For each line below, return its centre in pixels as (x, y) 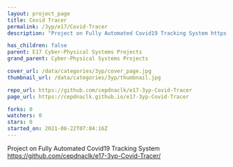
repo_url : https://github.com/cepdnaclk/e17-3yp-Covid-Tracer (100, 90)
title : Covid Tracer (37, 20)
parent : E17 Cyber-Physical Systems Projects (75, 52)
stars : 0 (20, 122)
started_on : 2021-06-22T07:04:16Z (58, 129)
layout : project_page (39, 14)
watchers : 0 (24, 116)
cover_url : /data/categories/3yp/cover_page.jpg (79, 71)
